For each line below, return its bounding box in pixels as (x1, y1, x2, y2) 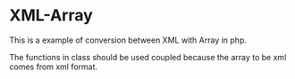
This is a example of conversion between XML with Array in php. (9, 35, 248, 45)
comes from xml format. (9, 61, 98, 72)
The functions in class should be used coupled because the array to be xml (9, 51, 287, 62)
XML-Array (9, 5, 94, 26)
